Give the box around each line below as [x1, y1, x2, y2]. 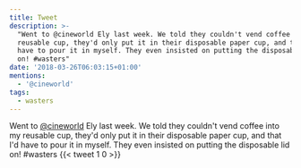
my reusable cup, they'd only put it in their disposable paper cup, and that [9, 130, 282, 141]
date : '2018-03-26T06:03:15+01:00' [9, 63, 142, 72]
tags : [9, 88, 30, 97]
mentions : [9, 71, 47, 80]
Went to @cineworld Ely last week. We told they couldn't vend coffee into [9, 121, 280, 131]
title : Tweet [9, 13, 58, 22]
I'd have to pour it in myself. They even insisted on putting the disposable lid [9, 139, 290, 150]
